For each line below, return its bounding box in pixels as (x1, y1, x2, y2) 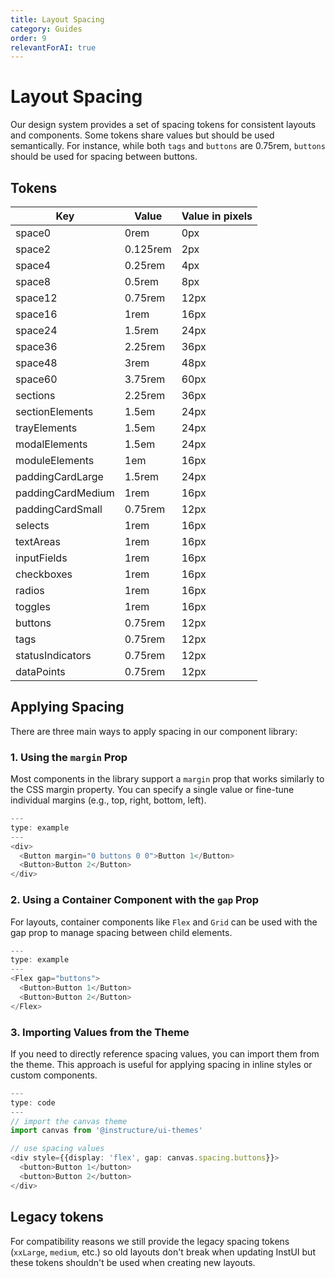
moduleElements (15, 454, 95, 467)
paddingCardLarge (15, 470, 104, 483)
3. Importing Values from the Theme (10, 1025, 190, 1039)
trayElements (15, 421, 78, 435)
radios (15, 584, 45, 597)
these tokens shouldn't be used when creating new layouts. (10, 1256, 256, 1268)
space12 (15, 291, 58, 305)
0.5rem (124, 275, 159, 288)
